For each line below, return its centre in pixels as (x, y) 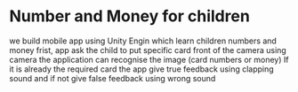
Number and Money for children (130, 16)
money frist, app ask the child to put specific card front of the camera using (148, 50)
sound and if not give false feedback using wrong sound (113, 78)
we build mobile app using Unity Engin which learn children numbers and (143, 41)
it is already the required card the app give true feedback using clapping (141, 69)
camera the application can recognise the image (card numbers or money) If (149, 59)
